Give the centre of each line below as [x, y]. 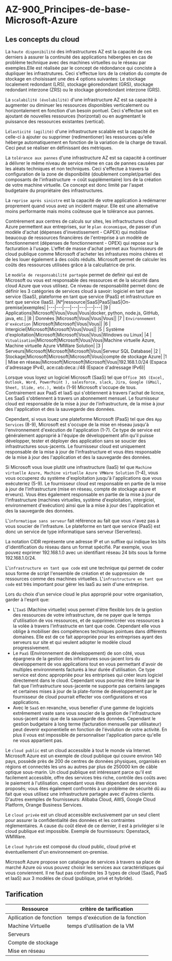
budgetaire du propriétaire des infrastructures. [54, 190]
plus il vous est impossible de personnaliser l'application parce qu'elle [87, 735]
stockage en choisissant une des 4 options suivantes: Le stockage [76, 79]
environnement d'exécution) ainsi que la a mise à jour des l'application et [82, 505]
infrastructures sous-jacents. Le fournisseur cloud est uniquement [75, 446]
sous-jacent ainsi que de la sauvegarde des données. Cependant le [84, 719]
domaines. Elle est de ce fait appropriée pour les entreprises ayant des [88, 637]
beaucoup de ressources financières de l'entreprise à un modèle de [77, 238]
